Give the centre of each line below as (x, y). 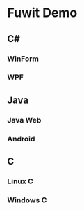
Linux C (20, 181)
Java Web (24, 120)
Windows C (27, 199)
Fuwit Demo (42, 13)
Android (21, 139)
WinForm (23, 59)
